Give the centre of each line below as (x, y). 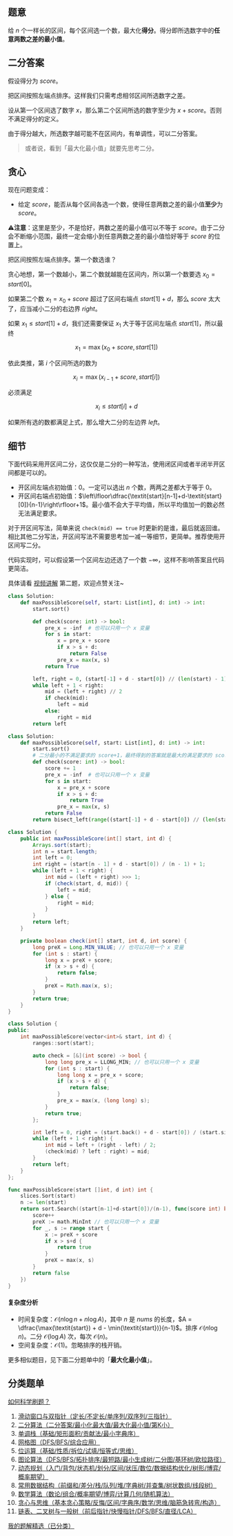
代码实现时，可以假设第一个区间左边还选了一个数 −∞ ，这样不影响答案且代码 (116, 560)
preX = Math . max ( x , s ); (79, 986)
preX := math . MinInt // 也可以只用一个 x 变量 (96, 1222)
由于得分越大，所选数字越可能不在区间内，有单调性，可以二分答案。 (104, 133)
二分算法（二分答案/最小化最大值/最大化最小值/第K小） (96, 1425)
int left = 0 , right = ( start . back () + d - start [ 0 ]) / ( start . (127, 1132)
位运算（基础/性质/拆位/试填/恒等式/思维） (78, 1450)
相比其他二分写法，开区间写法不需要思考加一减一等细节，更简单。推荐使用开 (116, 536)
